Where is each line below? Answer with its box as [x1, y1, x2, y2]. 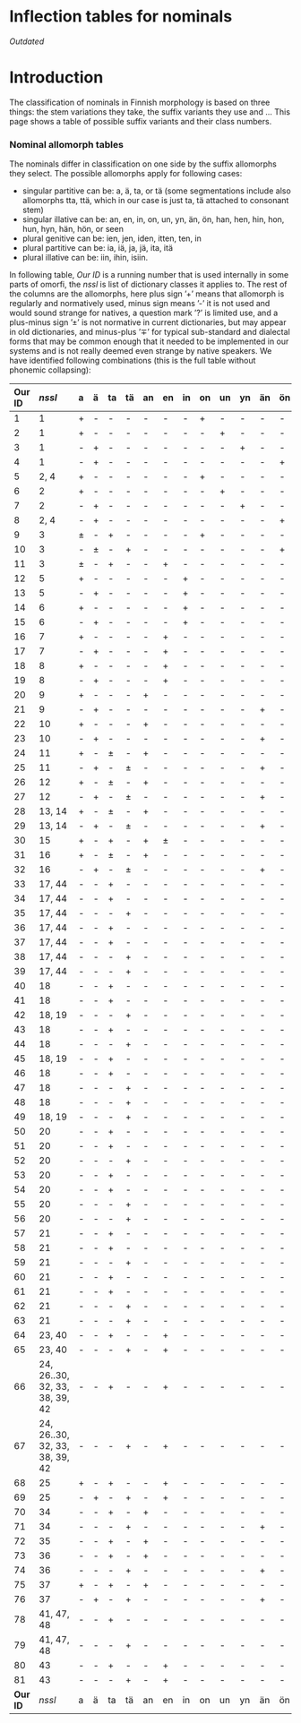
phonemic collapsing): [9, 364, 91, 375]
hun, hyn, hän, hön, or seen [21, 224, 124, 235]
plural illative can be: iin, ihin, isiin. [21, 253, 149, 263]
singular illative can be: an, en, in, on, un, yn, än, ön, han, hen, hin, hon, [21, 214, 285, 225]
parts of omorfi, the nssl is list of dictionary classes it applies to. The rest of [9, 279, 288, 290]
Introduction [9, 67, 104, 88]
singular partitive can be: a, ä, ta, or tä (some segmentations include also [21, 185, 291, 196]
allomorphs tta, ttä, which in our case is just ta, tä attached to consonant [21, 195, 289, 206]
